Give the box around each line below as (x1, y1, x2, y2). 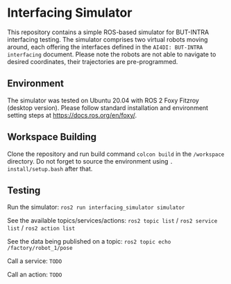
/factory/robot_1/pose (7, 245, 73, 252)
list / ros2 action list (7, 224, 76, 232)
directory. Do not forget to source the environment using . (7, 157, 173, 165)
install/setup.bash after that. (7, 164, 93, 173)
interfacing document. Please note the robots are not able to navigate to (7, 50, 216, 58)
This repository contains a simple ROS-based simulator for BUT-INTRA (7, 28, 209, 36)
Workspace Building (7, 131, 97, 143)
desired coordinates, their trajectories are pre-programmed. (7, 57, 178, 65)
